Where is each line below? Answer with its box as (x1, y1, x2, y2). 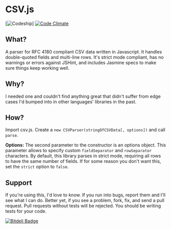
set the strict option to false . (5, 164, 69, 170)
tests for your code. (5, 208, 47, 214)
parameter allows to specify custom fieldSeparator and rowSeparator (5, 148, 152, 154)
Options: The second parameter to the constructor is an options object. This (5, 142, 166, 148)
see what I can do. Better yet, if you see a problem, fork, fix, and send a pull (5, 197, 165, 204)
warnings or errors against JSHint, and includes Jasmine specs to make (5, 60, 157, 66)
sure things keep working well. (5, 65, 70, 71)
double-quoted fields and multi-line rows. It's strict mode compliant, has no (5, 54, 164, 60)
